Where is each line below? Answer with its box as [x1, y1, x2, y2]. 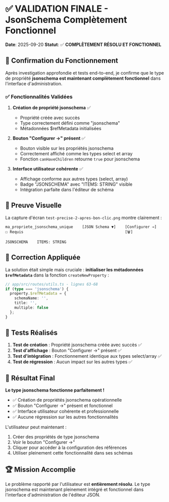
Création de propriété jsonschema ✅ [12, 104, 91, 111]
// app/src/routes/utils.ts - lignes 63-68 [5, 282, 98, 287]
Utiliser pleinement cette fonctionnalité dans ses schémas [12, 450, 133, 456]
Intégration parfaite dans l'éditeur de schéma [20, 187, 114, 193]
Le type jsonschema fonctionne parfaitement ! [5, 387, 105, 394]
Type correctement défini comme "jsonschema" [20, 120, 120, 126]
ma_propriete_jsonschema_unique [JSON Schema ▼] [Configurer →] [5, 224, 157, 230]
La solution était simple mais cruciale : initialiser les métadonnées [5, 266, 144, 272]
